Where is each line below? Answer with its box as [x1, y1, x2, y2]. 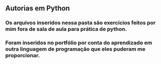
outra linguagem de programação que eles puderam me [5, 46, 146, 53]
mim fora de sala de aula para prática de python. [5, 25, 127, 33]
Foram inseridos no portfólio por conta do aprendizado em [5, 39, 152, 46]
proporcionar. [5, 52, 40, 59]
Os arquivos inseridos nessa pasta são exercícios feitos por [5, 19, 156, 26]
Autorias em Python [5, 4, 70, 13]
